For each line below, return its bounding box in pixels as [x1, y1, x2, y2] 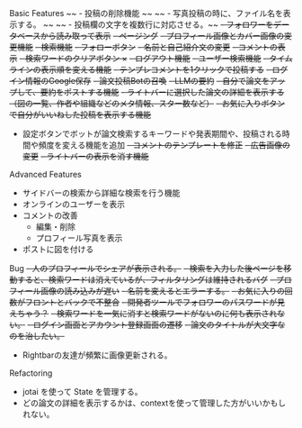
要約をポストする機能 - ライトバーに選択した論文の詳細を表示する [40, 87, 285, 97]
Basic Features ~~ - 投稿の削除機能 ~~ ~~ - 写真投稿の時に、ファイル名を [9, 8, 283, 18]
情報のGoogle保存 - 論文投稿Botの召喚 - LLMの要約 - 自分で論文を [24, 76, 270, 86]
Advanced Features [9, 169, 83, 179]
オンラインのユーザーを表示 [22, 199, 126, 209]
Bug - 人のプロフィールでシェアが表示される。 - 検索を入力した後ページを [9, 263, 285, 273]
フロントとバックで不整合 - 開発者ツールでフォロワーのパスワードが [24, 296, 278, 307]
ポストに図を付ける [22, 244, 94, 254]
